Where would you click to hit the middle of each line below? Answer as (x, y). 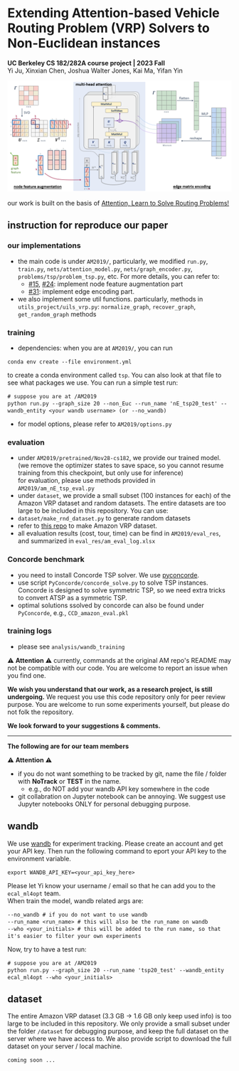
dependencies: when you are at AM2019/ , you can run (95, 348)
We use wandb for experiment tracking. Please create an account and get (115, 843)
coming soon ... (31, 1060)
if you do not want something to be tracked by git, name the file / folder (122, 774)
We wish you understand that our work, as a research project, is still (110, 689)
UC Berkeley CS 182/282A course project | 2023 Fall (86, 63)
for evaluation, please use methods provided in (86, 481)
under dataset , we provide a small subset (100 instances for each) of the (124, 496)
